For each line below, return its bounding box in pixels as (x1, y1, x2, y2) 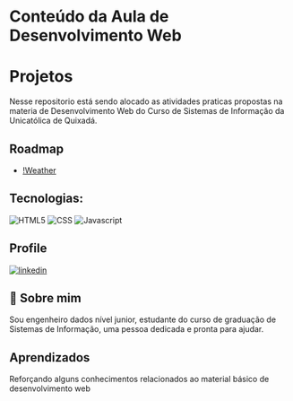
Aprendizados (9, 350, 90, 365)
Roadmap (9, 141, 65, 156)
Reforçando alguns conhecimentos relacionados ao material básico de (9, 374, 270, 385)
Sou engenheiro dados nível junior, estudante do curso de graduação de (9, 314, 276, 325)
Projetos (9, 66, 73, 87)
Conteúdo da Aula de (9, 6, 169, 27)
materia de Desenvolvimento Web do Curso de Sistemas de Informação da (9, 106, 285, 117)
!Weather (22, 164, 56, 176)
